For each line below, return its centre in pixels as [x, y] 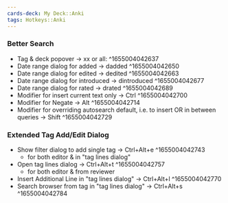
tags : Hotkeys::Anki [37, 20]
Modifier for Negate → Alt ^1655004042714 [79, 102]
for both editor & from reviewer [71, 171]
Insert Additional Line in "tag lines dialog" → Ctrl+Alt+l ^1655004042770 [119, 179]
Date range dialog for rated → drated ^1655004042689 [95, 88]
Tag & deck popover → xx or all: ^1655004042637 [88, 58]
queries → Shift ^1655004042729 [65, 117]
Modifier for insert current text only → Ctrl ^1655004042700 [102, 95]
